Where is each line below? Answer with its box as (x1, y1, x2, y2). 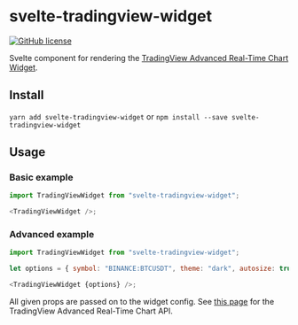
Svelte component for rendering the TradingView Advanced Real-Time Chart (9, 52, 289, 63)
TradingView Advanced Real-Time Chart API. (9, 306, 173, 316)
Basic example (9, 171, 74, 183)
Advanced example (9, 228, 95, 241)
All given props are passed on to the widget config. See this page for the (9, 297, 275, 307)
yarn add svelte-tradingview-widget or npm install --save (9, 111, 228, 121)
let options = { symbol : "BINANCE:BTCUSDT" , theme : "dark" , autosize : (9, 264, 276, 274)
